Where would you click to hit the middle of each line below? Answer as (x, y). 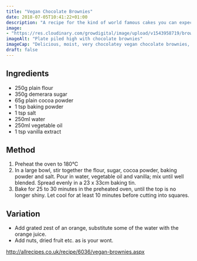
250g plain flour (34, 88)
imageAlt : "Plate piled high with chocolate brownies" (74, 39)
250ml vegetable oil (38, 125)
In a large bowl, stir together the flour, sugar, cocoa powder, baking (96, 170)
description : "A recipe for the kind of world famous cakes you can (91, 22)
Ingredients (28, 74)
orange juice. (30, 234)
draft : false (22, 50)
